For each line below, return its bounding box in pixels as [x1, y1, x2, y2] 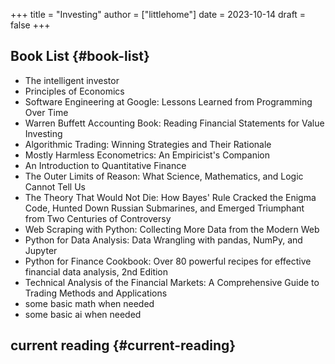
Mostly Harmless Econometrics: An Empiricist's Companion [24, 149, 270, 161]
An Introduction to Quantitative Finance [24, 159, 187, 171]
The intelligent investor [24, 74, 120, 86]
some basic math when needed [24, 297, 155, 309]
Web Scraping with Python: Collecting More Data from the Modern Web [24, 223, 320, 235]
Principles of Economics [24, 85, 125, 97]
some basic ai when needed [24, 308, 142, 320]
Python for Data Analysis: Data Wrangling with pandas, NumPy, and [24, 234, 303, 246]
